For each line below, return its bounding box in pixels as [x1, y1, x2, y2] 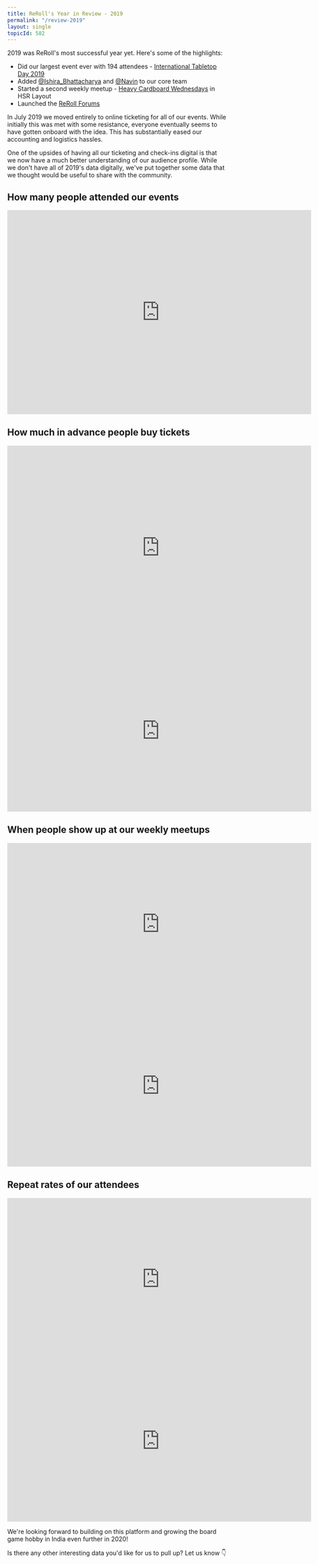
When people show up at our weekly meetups [7, 824, 211, 836]
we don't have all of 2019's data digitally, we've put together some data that [7, 163, 225, 172]
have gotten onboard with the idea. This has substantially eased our [7, 128, 202, 136]
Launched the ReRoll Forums [17, 99, 100, 108]
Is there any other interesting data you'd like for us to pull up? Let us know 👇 [7, 1549, 227, 1557]
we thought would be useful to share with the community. [7, 171, 173, 179]
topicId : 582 [7, 29, 45, 37]
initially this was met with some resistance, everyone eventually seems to [7, 120, 218, 129]
